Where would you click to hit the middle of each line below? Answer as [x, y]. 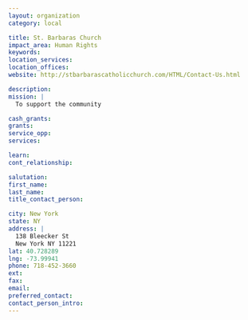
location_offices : [39, 68]
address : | [26, 229]
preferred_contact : [41, 296]
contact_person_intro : [46, 303]
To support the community [59, 104]
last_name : [26, 192]
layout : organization [44, 16]
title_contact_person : [46, 200]
